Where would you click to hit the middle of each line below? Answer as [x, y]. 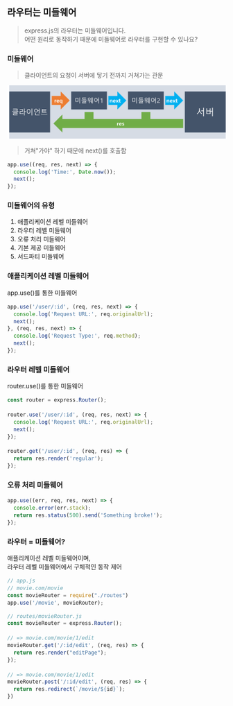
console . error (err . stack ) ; [52, 508]
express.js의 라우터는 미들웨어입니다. [75, 31]
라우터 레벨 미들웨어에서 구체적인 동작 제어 [65, 567]
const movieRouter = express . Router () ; [65, 623]
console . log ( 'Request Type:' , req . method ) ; [77, 336]
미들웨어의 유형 [31, 205]
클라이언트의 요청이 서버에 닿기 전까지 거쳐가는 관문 [94, 76]
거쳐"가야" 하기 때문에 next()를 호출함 [75, 150]
